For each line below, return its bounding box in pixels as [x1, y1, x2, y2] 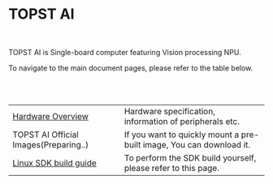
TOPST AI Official [12, 129, 79, 140]
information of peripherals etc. [123, 115, 240, 126]
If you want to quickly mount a [123, 129, 240, 140]
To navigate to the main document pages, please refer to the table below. [8, 62, 253, 73]
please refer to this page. [123, 162, 219, 173]
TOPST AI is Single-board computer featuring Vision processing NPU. [8, 47, 241, 57]
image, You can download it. [142, 139, 251, 150]
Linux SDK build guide [12, 157, 97, 169]
